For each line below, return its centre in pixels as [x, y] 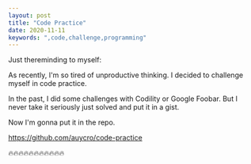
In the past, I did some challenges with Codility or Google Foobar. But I [123, 99]
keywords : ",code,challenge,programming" [78, 37]
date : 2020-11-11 [37, 30]
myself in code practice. [48, 84]
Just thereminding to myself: [55, 60]
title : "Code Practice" [48, 23]
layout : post [30, 15]
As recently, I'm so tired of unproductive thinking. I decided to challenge [126, 75]
